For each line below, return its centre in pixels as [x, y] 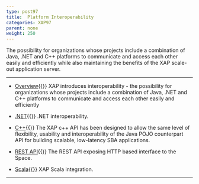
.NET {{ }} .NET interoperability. [52, 116]
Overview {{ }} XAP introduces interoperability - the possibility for [93, 86]
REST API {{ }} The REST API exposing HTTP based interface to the [95, 152]
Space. [23, 158]
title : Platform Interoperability [50, 17]
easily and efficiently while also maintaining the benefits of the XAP [88, 63]
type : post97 [22, 11]
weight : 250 [21, 34]
